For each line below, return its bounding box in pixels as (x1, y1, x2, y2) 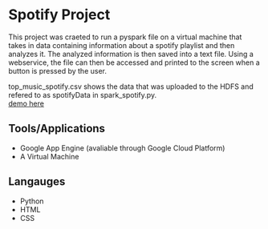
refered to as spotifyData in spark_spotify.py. (8, 90, 157, 99)
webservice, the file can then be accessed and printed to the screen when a (8, 58, 261, 67)
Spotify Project (8, 6, 111, 24)
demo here (8, 98, 44, 108)
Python (19, 196, 44, 206)
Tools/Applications (8, 122, 106, 135)
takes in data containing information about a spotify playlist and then (8, 40, 235, 50)
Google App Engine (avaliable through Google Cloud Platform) (19, 143, 225, 153)
